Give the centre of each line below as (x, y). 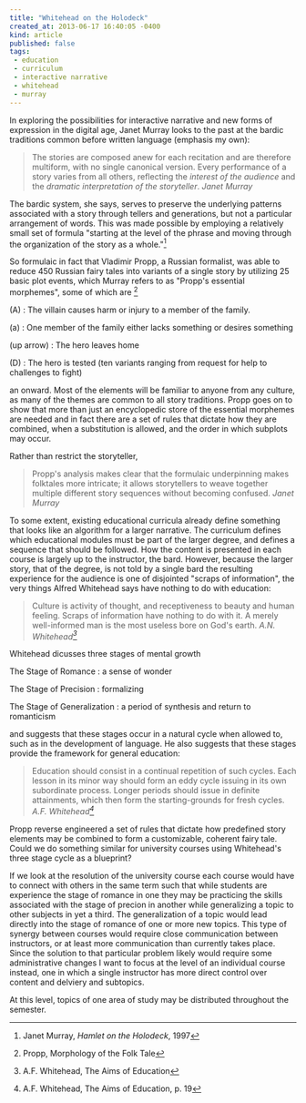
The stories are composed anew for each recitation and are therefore (161, 157)
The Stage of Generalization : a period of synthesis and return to (130, 707)
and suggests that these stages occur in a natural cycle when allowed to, (146, 734)
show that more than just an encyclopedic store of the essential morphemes (152, 409)
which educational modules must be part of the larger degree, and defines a (153, 539)
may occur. (31, 438)
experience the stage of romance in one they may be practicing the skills (146, 895)
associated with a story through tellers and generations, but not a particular (151, 213)
